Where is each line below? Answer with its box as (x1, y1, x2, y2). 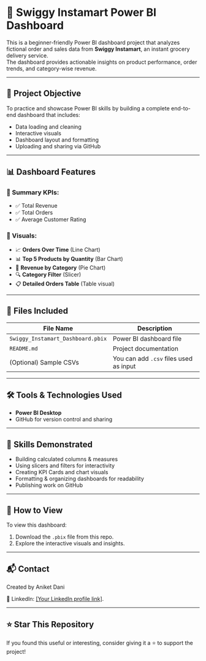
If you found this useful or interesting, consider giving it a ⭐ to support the (6, 639, 193, 646)
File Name (43, 324, 74, 333)
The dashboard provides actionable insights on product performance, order (6, 58, 197, 66)
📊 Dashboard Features (6, 167, 96, 177)
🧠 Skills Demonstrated (6, 439, 93, 450)
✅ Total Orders (15, 209, 53, 216)
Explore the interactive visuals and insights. (15, 539, 125, 547)
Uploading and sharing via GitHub (15, 142, 101, 149)
